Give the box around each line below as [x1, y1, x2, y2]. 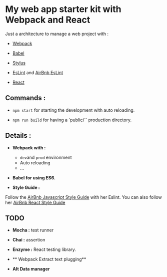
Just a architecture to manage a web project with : [5, 31, 109, 37]
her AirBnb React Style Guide [5, 199, 65, 205]
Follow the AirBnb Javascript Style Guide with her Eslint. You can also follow [5, 194, 162, 200]
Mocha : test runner [12, 227, 54, 233]
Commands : [5, 94, 46, 102]
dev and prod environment [19, 154, 72, 160]
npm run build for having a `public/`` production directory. [12, 117, 131, 123]
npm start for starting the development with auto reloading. [12, 107, 135, 113]
